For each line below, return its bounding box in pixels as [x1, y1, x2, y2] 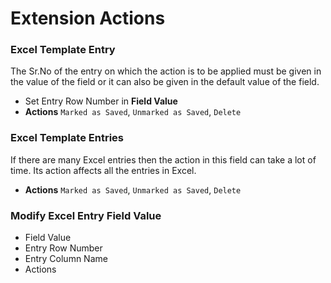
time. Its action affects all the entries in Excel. [10, 164, 197, 176]
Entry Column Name [24, 253, 108, 265]
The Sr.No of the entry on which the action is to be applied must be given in [10, 65, 322, 77]
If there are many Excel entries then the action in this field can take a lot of [10, 153, 317, 166]
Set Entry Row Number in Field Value [24, 95, 178, 107]
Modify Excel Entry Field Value [10, 208, 162, 222]
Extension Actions [10, 7, 166, 30]
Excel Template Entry [10, 43, 116, 57]
